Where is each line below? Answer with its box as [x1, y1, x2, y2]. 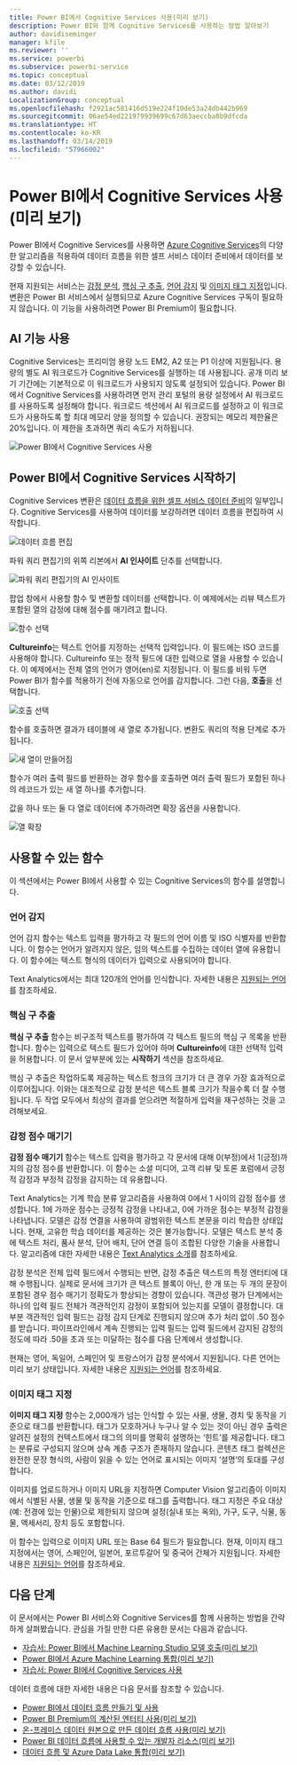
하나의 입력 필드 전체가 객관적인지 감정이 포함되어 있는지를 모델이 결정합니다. [9, 1300, 275, 1310]
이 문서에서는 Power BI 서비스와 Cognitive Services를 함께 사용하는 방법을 [9, 1612, 269, 1623]
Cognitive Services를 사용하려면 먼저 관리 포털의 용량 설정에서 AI [25, 390, 254, 400]
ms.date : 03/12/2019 [9, 79, 86, 88]
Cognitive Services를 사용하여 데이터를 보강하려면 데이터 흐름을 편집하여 [20, 507, 275, 518]
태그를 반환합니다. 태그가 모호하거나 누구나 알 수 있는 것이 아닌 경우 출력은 [32, 1421, 288, 1432]
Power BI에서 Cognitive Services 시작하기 [9, 470, 237, 485]
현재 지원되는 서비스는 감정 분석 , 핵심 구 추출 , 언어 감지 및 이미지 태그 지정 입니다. [9, 281, 288, 291]
